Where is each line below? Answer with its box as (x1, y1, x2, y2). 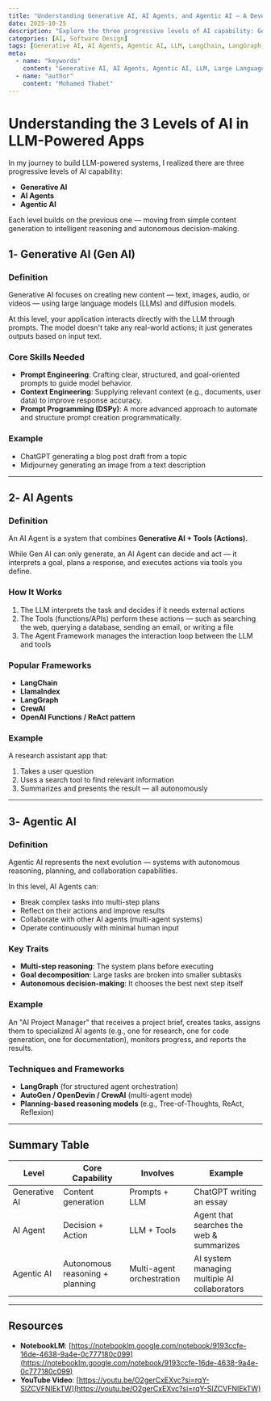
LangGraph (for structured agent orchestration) (19, 1081, 179, 1091)
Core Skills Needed (8, 352, 85, 363)
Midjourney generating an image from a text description (19, 460, 206, 470)
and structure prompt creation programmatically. (19, 413, 182, 423)
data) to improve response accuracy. (19, 395, 143, 405)
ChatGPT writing (193, 1186, 256, 1197)
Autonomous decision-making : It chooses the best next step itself (19, 979, 244, 989)
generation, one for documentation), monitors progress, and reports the (8, 1034, 247, 1044)
